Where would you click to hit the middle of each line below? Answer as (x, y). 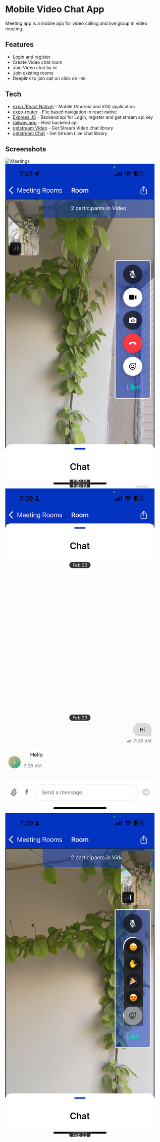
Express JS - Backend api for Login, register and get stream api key (83, 117)
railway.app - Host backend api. (46, 122)
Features (19, 45)
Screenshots (26, 149)
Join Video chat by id (35, 67)
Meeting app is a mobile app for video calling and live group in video (76, 23)
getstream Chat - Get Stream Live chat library (60, 133)
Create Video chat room (37, 62)
